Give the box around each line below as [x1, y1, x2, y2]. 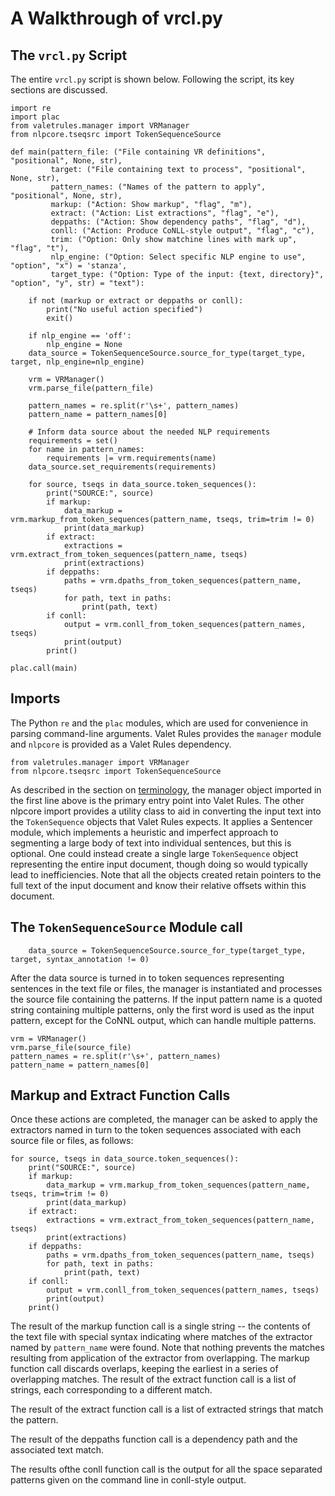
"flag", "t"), [10, 243, 70, 253]
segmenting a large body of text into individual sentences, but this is [10, 837, 292, 849]
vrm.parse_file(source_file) [10, 1042, 132, 1052]
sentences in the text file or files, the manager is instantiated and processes [10, 982, 323, 994]
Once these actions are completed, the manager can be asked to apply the [10, 1113, 318, 1126]
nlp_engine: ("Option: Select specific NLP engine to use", [50, 252, 307, 262]
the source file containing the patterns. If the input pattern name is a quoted [10, 993, 323, 1005]
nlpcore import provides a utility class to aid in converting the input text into [10, 805, 322, 817]
